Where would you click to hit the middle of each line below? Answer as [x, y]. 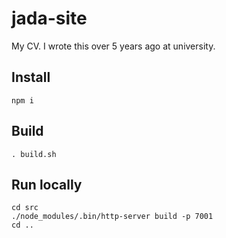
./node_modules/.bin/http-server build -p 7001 [112, 217]
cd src [25, 208]
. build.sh [34, 154]
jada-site [49, 18]
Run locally [47, 184]
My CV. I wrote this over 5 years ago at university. [113, 46]
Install [31, 77]
